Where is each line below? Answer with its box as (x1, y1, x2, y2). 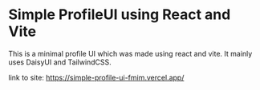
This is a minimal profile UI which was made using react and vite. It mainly (8, 49, 253, 58)
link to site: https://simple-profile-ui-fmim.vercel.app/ (8, 72, 185, 82)
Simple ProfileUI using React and (8, 6, 231, 24)
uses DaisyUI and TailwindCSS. (8, 57, 112, 67)
